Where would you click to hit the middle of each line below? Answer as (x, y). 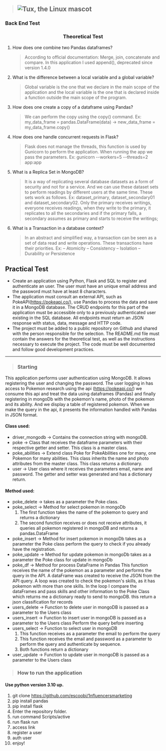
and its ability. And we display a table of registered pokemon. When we (77, 404)
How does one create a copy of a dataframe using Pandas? (73, 107)
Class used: (18, 426)
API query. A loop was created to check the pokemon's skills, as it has (84, 581)
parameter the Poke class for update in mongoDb (62, 560)
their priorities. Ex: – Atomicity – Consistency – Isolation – (83, 248)
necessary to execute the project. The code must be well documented (84, 344)
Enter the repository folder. (40, 712)
